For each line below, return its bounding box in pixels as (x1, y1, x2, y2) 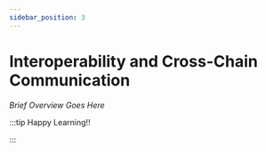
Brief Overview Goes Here (9, 100, 105, 110)
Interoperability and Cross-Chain (9, 51, 258, 71)
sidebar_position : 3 (9, 12, 86, 22)
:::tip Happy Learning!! (9, 116, 91, 127)
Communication (9, 70, 131, 90)
